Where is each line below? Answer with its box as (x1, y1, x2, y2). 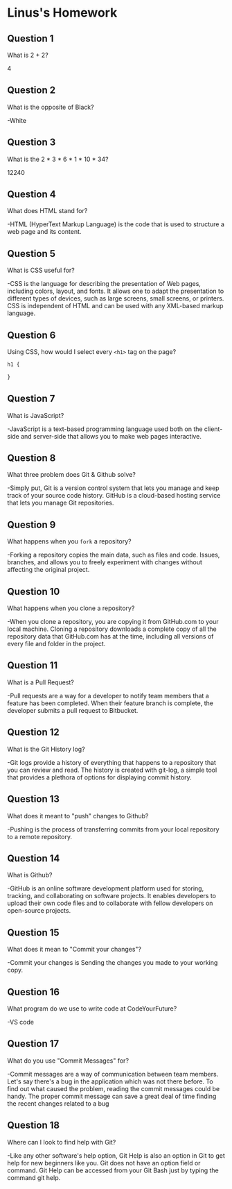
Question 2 (7, 85, 56, 96)
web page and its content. (7, 228, 82, 236)
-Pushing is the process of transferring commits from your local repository (7, 825, 220, 834)
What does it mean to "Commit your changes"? (7, 945, 142, 954)
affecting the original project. (7, 566, 90, 574)
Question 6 (7, 329, 56, 341)
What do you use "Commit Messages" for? (7, 1056, 130, 1065)
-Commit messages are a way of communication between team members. (7, 1070, 219, 1078)
